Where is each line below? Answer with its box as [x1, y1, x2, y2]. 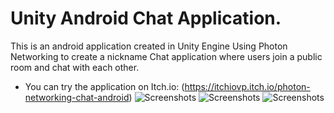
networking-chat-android [24, 91, 130, 103]
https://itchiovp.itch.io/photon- [184, 80, 311, 92]
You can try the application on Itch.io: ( [24, 80, 185, 92]
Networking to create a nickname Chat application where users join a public [10, 50, 323, 62]
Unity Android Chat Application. [10, 7, 282, 30]
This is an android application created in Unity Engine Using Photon [10, 40, 288, 52]
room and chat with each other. [10, 61, 140, 73]
